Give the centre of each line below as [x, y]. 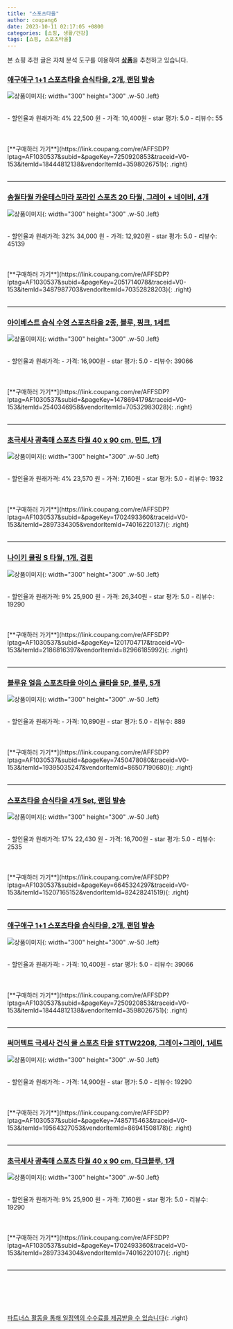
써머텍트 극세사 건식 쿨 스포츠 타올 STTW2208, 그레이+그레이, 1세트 [115, 1043]
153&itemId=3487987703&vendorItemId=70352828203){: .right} [100, 289]
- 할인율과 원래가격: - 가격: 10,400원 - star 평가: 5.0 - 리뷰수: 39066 [101, 964]
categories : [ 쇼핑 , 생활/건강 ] [48, 33]
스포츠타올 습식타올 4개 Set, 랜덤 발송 [67, 800]
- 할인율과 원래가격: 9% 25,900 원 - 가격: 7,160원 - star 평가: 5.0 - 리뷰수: [107, 1200]
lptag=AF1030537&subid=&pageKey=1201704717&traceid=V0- [96, 642]
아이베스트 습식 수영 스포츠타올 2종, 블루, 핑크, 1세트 [89, 322]
